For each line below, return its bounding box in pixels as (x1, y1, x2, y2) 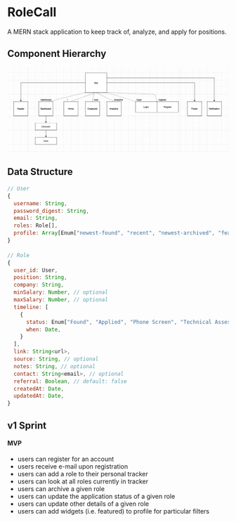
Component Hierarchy (7, 48, 107, 60)
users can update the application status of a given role (17, 492, 176, 500)
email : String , (13, 215, 58, 222)
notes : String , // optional (13, 363, 96, 370)
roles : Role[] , (13, 222, 58, 229)
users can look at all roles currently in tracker (17, 477, 149, 485)
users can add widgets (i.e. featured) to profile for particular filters (17, 507, 209, 515)
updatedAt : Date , (13, 393, 65, 400)
